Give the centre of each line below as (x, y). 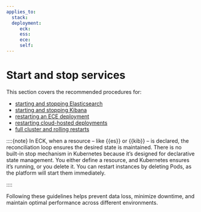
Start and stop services (66, 75)
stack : (20, 17)
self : (26, 46)
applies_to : (21, 12)
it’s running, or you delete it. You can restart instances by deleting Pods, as (99, 166)
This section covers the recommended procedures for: (74, 92)
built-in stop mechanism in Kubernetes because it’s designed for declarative (100, 154)
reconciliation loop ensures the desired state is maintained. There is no (94, 147)
